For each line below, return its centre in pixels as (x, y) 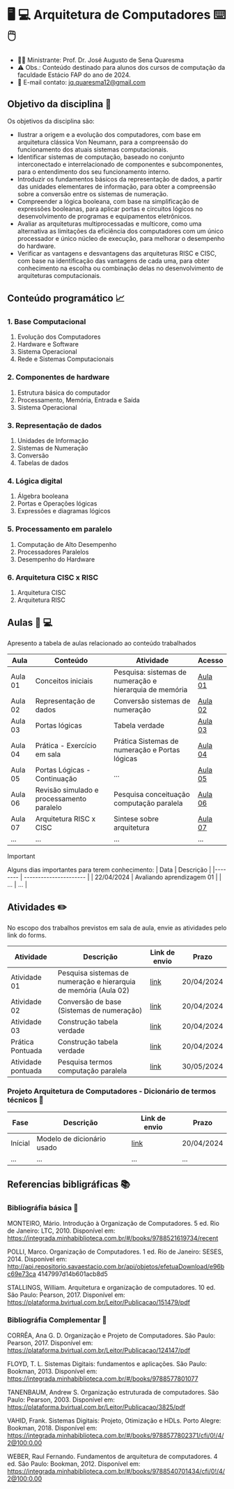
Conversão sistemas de (152, 701)
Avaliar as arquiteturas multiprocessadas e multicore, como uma (109, 223)
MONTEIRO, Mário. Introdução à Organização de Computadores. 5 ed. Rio (113, 1223)
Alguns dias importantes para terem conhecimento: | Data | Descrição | (109, 870)
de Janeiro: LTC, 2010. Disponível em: (61, 1231)
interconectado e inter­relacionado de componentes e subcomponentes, (120, 164)
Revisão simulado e (67, 790)
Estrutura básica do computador (64, 393)
